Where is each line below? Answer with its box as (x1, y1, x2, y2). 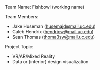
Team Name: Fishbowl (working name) (5, 4, 85, 10)
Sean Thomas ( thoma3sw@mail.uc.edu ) (12, 34, 95, 40)
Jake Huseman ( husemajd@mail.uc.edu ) (12, 23, 96, 29)
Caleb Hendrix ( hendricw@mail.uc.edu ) (12, 29, 94, 34)
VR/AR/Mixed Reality (12, 53, 55, 59)
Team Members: (5, 14, 39, 19)
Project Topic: (5, 44, 34, 49)
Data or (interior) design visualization (12, 59, 89, 64)
